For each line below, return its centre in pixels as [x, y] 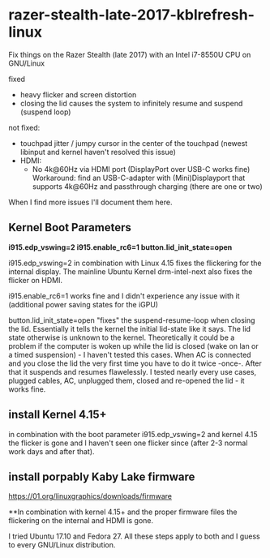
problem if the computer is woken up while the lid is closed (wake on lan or [134, 346]
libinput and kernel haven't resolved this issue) [98, 152]
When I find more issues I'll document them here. [90, 202]
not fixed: [24, 127]
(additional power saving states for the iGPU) [84, 304]
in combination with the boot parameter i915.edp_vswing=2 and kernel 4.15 [133, 434]
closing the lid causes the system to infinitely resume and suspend [131, 103]
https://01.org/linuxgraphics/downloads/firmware [90, 496]
